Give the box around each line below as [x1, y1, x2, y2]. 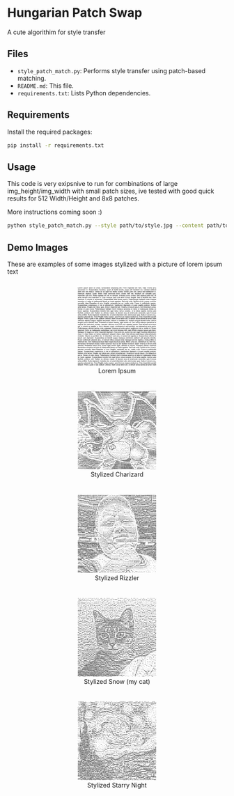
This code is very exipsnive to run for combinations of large [7, 180, 178, 188]
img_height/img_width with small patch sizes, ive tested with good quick [7, 187, 214, 196]
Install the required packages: [7, 127, 93, 136]
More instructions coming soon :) [7, 208, 102, 217]
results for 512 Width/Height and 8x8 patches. [7, 194, 139, 203]
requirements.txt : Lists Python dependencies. [17, 88, 151, 97]
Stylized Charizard [90, 470, 144, 478]
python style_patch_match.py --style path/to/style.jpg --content [7, 222, 204, 229]
